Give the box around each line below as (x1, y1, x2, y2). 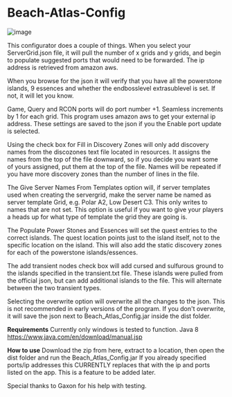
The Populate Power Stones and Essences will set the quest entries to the (7, 226, 217, 234)
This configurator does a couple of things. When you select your (7, 41, 192, 49)
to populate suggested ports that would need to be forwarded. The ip (7, 55, 205, 64)
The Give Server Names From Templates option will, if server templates (7, 183, 211, 191)
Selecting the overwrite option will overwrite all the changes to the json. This (7, 297, 225, 306)
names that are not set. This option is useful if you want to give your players (7, 205, 224, 213)
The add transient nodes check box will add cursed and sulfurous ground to (7, 261, 224, 270)
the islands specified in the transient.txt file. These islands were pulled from (7, 269, 224, 277)
